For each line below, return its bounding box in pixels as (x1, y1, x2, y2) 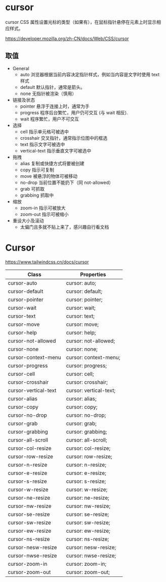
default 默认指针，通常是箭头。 (20, 84, 85, 90)
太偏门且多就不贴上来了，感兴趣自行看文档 (20, 224, 109, 230)
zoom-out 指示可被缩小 (20, 211, 69, 217)
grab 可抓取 (20, 186, 45, 192)
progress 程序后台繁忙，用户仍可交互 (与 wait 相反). (20, 109, 128, 115)
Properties (80, 271, 106, 278)
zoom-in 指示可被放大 (20, 205, 66, 211)
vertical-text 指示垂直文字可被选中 (20, 147, 92, 154)
